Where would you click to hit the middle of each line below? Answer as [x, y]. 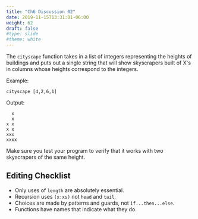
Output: [15, 103]
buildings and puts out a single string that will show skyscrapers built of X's [99, 63]
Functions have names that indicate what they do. [76, 209]
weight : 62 [20, 23]
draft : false [22, 28]
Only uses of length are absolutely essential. [69, 190]
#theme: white [24, 39]
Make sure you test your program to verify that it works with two [85, 151]
